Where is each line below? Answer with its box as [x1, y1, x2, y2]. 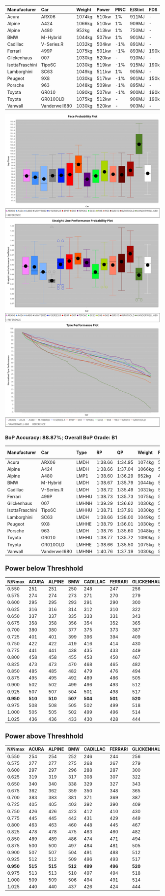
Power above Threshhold [5, 732, 83, 740]
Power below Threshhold [5, 564, 83, 572]
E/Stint [130, 6, 144, 12]
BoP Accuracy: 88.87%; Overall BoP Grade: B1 [5, 434, 117, 441]
